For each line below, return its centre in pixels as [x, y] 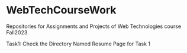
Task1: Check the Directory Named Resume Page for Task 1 [78, 44]
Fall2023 [17, 32]
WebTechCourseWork [61, 10]
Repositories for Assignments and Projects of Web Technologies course [94, 26]
